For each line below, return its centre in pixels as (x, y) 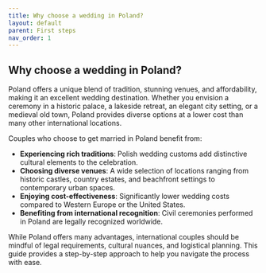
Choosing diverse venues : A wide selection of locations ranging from (134, 171)
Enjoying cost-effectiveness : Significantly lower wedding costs (125, 197)
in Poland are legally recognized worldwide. (91, 222)
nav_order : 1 (30, 38)
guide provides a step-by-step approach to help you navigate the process (129, 254)
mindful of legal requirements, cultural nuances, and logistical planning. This (133, 246)
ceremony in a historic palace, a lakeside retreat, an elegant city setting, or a (133, 106)
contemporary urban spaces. (67, 188)
